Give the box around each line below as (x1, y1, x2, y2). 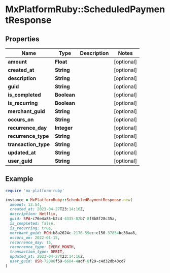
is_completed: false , (10, 221, 56, 226)
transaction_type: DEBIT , (10, 249, 65, 255)
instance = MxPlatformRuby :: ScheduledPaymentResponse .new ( (5, 197, 133, 202)
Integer (55, 125, 73, 131)
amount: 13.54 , (10, 202, 42, 207)
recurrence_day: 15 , (10, 240, 53, 245)
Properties (5, 35, 40, 43)
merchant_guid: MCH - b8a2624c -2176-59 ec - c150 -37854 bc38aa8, (10, 230, 138, 235)
